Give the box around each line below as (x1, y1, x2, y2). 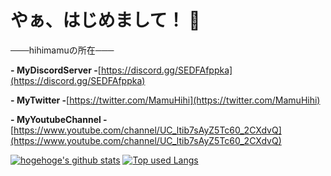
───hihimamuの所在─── (10, 44, 115, 56)
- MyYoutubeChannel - (10, 113, 108, 125)
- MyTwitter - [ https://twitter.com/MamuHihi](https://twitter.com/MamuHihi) (10, 94, 321, 106)
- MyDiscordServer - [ (10, 64, 102, 76)
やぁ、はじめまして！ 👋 (10, 9, 201, 32)
